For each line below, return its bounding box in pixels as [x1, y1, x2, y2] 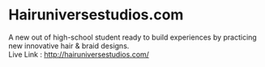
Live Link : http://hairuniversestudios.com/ [8, 49, 150, 59]
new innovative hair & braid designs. [8, 40, 130, 50]
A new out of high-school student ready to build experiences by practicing [8, 32, 257, 42]
